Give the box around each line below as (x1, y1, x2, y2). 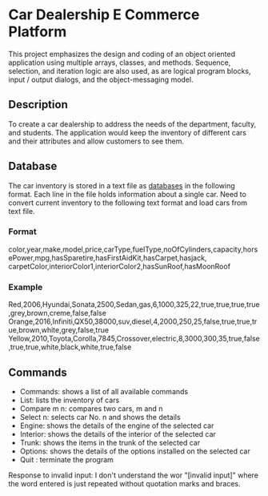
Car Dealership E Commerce (8, 6, 200, 24)
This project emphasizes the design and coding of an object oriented (8, 49, 236, 58)
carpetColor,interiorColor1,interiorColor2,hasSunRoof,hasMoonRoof (8, 261, 230, 271)
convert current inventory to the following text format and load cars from (8, 198, 248, 208)
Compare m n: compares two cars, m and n (19, 403, 163, 413)
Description (8, 98, 68, 111)
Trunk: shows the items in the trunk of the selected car (19, 438, 201, 447)
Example (8, 281, 43, 292)
